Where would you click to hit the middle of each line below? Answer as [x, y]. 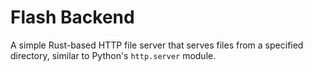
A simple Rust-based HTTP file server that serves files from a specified [157, 45]
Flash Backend [72, 17]
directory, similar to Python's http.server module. [113, 55]
